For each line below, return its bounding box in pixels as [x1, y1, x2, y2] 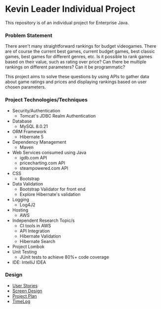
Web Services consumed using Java [12, 149, 87, 155]
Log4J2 [19, 202, 36, 208]
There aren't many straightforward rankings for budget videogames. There [5, 43, 157, 49]
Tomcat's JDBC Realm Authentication [19, 113, 96, 119]
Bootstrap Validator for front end [19, 186, 86, 192]
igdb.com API [19, 154, 47, 160]
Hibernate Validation [19, 233, 61, 239]
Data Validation [12, 181, 43, 186]
